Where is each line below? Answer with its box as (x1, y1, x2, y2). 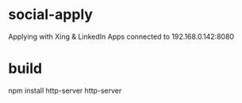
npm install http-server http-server (8, 86, 122, 95)
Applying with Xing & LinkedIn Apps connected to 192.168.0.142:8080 (8, 32, 235, 41)
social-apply (8, 6, 94, 24)
